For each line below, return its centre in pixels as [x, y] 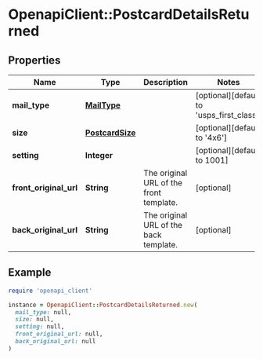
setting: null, [40, 327]
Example [30, 273]
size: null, [35, 320]
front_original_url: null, [59, 334]
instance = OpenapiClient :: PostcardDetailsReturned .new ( [103, 305]
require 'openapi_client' [50, 291]
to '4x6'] [211, 137]
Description [166, 82]
